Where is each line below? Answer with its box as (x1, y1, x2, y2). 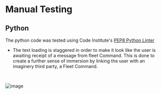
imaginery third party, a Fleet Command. (12, 64, 98, 69)
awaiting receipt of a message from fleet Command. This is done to (12, 52, 155, 58)
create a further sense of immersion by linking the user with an (12, 58, 145, 64)
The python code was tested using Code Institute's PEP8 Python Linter (5, 37, 155, 43)
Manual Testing (5, 4, 73, 15)
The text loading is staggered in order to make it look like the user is (12, 47, 156, 53)
